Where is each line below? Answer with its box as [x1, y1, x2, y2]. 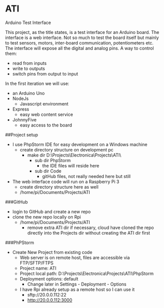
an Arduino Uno [12, 90, 45, 96]
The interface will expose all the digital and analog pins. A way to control [5, 45, 154, 51]
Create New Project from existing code [12, 249, 93, 255]
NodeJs [12, 95, 29, 101]
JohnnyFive [12, 116, 37, 122]
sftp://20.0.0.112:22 [27, 291, 66, 297]
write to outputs [12, 65, 45, 71]
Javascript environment [19, 100, 69, 106]
